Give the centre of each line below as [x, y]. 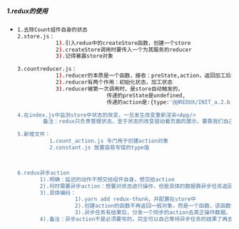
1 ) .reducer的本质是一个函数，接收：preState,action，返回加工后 [143, 76]
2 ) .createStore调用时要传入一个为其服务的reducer [123, 50]
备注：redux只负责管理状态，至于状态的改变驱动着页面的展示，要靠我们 [133, 122]
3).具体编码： [58, 193]
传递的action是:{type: [138, 102]
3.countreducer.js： [47, 69]
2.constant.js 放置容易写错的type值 [99, 148]
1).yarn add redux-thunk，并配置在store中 [136, 199]
